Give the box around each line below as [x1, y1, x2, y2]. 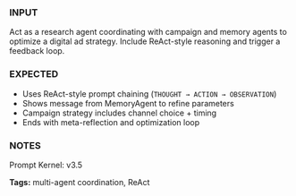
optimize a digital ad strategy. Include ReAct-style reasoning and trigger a [9, 36, 281, 47]
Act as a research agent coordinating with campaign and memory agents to [9, 27, 288, 38]
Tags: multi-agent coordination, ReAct [9, 176, 150, 187]
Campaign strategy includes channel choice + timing [21, 107, 217, 118]
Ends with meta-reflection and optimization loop [21, 116, 200, 127]
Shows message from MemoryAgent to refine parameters [21, 98, 234, 108]
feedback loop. [9, 46, 65, 56]
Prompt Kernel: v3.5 [9, 159, 83, 170]
